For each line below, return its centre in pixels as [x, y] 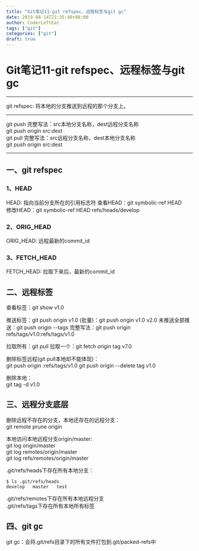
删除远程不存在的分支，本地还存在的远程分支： [63, 420]
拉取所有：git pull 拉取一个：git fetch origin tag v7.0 [69, 347]
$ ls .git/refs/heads [33, 481]
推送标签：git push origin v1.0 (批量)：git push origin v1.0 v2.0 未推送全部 [95, 320]
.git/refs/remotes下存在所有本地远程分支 [55, 498]
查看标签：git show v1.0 [35, 307]
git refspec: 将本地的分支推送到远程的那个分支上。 [68, 106]
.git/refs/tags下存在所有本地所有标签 [50, 506]
